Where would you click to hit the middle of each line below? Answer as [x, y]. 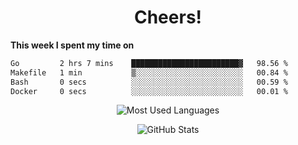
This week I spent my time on [72, 45]
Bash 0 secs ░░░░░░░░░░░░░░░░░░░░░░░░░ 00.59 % [149, 82]
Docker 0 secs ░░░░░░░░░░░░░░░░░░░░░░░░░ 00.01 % [149, 91]
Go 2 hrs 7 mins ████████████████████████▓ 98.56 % [149, 63]
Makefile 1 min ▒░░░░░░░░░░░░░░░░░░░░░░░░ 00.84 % [149, 72]
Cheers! [168, 17]
